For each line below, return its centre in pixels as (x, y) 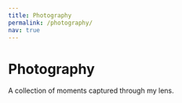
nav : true (24, 30)
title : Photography (40, 15)
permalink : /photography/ (50, 23)
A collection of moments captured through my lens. (91, 90)
